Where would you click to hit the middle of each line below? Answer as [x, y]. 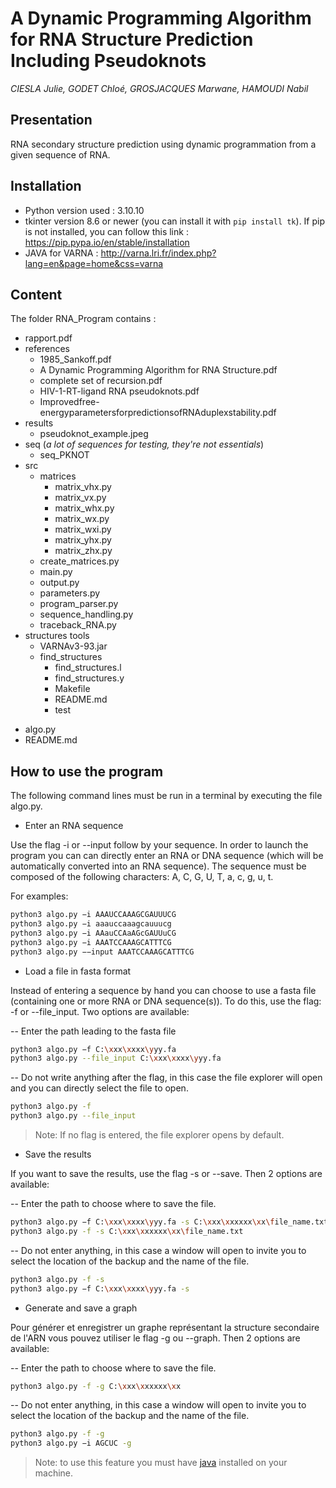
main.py [56, 572]
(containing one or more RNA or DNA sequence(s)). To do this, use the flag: [166, 1001]
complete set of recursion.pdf [101, 381]
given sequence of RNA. [60, 154]
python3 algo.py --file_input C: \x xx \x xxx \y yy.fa [116, 1058]
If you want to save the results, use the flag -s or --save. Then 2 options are [166, 1174]
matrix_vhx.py [83, 487]
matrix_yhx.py [83, 540]
